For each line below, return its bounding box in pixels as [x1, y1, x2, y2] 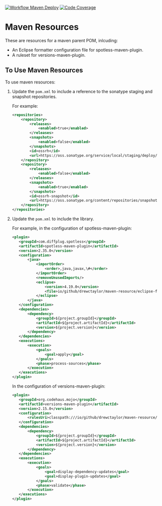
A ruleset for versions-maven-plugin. [12, 52, 86, 58]
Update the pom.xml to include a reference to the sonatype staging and [12, 88, 153, 94]
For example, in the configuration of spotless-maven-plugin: [12, 226, 132, 231]
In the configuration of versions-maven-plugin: [12, 383, 105, 389]
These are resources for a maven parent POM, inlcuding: [5, 37, 118, 43]
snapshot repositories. [12, 94, 57, 99]
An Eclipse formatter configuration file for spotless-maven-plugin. [12, 47, 144, 53]
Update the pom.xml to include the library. [12, 216, 94, 222]
